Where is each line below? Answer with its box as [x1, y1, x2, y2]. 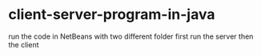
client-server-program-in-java [8, 6, 215, 24]
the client [8, 39, 39, 49]
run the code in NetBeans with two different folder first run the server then [8, 32, 254, 41]
